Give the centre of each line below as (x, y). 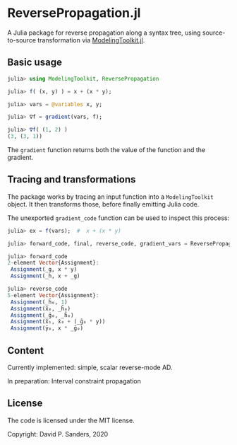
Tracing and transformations (72, 179)
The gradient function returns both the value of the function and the (107, 150)
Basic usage (35, 63)
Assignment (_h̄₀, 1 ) (39, 302)
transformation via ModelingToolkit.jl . (91, 40)
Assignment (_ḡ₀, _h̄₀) (42, 315)
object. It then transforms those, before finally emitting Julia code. (103, 204)
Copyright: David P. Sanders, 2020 (58, 434)
